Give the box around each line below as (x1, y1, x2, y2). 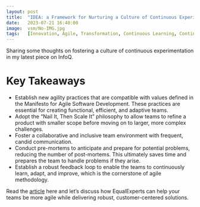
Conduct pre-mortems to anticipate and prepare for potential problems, (14, 145, 190, 152)
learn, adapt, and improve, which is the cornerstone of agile (14, 170, 162, 177)
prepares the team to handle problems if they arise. (14, 157, 141, 164)
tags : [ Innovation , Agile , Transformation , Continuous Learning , (6, 31, 177, 37)
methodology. (14, 176, 49, 183)
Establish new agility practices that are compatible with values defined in (14, 94, 193, 101)
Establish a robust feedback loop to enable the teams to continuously (14, 164, 185, 171)
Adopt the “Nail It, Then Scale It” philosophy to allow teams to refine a (14, 113, 186, 120)
